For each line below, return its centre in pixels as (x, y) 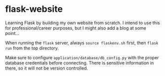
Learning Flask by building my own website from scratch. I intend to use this (82, 23)
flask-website (34, 9)
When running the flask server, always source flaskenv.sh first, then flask (82, 42)
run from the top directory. (32, 48)
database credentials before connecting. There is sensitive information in (80, 63)
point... (12, 33)
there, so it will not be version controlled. (46, 68)
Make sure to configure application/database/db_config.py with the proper (82, 57)
